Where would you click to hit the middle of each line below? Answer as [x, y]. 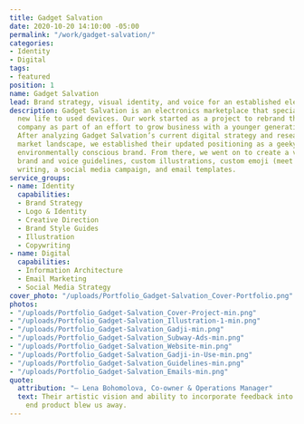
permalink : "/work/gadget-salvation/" [82, 34]
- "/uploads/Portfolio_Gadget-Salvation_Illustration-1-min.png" [135, 321]
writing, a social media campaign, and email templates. [127, 169]
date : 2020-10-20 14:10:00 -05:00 [75, 26]
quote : [22, 380]
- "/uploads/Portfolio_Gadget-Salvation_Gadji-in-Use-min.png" [131, 354]
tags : [19, 69]
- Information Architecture [71, 271]
